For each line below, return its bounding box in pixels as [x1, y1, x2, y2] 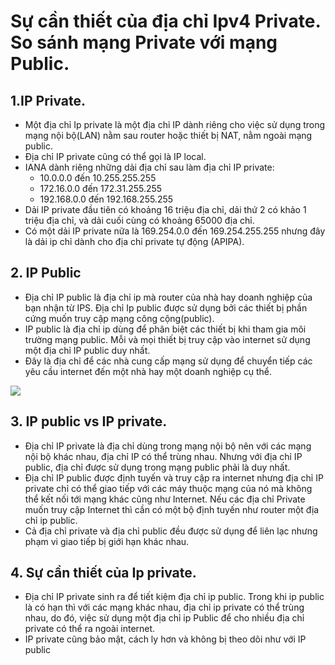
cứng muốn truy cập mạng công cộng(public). [24, 312, 215, 324]
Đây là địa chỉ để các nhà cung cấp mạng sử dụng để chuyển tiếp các [24, 355, 313, 367]
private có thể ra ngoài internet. [24, 623, 156, 635]
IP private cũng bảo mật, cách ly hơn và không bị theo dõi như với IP [24, 633, 307, 645]
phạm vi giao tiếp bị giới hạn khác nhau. [24, 535, 190, 547]
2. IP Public [10, 265, 82, 282]
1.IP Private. [10, 92, 87, 109]
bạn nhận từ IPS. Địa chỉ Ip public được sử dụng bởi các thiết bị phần [24, 301, 308, 314]
